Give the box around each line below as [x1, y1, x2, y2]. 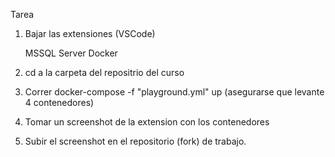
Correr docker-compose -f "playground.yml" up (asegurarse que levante [24, 86, 325, 98]
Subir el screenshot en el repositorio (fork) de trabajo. [24, 135, 247, 147]
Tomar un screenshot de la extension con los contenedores [24, 116, 270, 128]
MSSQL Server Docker [24, 47, 118, 59]
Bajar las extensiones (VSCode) [24, 28, 156, 39]
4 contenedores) [24, 97, 95, 108]
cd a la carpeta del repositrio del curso [24, 67, 185, 78]
